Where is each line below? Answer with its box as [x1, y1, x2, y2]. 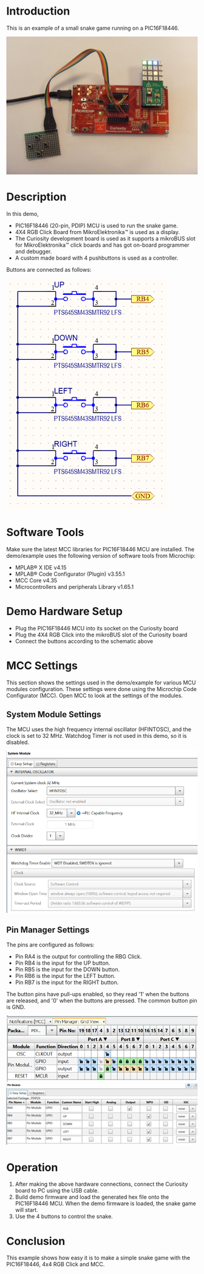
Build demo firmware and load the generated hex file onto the [15, 1193, 169, 1201]
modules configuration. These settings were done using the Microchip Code [6, 685, 197, 692]
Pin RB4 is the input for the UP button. [15, 959, 110, 966]
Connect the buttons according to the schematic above [15, 637, 154, 645]
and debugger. [15, 248, 52, 255]
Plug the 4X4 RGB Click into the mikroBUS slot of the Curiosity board [15, 631, 188, 638]
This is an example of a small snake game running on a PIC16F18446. [6, 24, 179, 32]
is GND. [6, 1003, 25, 1010]
